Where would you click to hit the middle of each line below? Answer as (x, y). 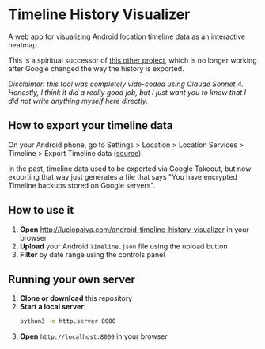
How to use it (41, 210)
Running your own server (72, 279)
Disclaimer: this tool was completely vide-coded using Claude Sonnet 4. (126, 84)
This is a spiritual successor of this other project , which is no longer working (132, 60)
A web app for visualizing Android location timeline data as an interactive (127, 36)
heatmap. (24, 44)
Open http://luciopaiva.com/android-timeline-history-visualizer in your (134, 229)
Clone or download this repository (76, 298)
